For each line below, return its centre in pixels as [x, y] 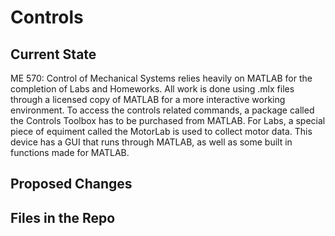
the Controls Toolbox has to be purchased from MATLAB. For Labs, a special [168, 120]
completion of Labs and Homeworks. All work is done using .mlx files [152, 89]
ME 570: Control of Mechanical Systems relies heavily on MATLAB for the [161, 78]
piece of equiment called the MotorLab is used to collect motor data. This [161, 131]
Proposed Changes [71, 184]
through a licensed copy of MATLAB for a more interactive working [148, 99]
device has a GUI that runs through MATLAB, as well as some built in [151, 142]
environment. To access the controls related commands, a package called [162, 110]
